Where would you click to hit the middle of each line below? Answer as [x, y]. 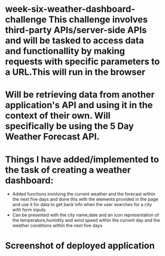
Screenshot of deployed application [80, 245]
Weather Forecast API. [52, 137]
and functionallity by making [65, 51]
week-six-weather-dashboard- [70, 9]
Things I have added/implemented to [82, 159]
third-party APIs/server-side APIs [76, 30]
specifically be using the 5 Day [70, 126]
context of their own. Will [58, 116]
